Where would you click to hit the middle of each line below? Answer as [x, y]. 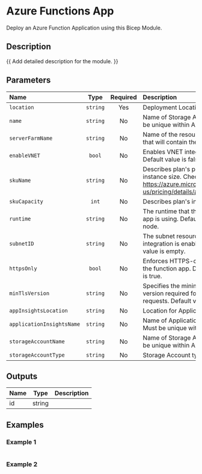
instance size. [162, 176]
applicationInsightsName [45, 324]
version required [166, 293]
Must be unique [165, 328]
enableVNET [25, 155]
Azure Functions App [60, 11]
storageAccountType [37, 355]
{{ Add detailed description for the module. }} [62, 61]
